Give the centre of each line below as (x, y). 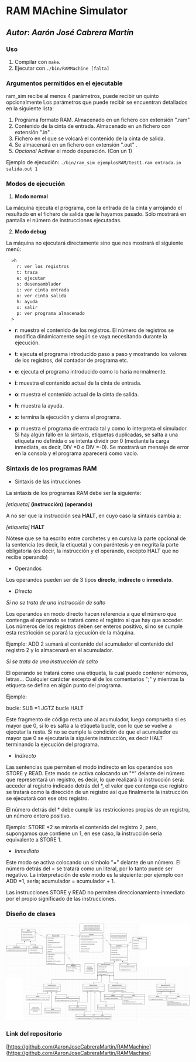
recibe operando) (27, 557)
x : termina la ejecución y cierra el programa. (68, 417)
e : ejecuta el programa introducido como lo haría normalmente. (91, 372)
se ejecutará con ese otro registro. (48, 798)
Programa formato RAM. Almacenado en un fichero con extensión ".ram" (102, 120)
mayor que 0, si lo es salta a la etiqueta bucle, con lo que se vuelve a (89, 725)
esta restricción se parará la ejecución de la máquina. (71, 632)
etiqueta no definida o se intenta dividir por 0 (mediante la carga (92, 441)
